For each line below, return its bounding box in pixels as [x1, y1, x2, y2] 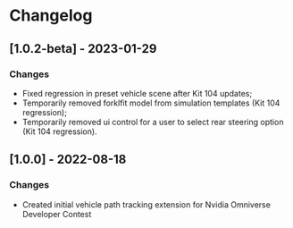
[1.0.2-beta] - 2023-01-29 [9, 41, 157, 56]
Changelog [9, 5, 93, 26]
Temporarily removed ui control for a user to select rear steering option [21, 116, 284, 127]
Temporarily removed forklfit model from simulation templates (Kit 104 [21, 97, 280, 108]
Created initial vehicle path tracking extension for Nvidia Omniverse [21, 198, 271, 210]
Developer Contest [21, 208, 92, 219]
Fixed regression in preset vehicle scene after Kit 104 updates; [21, 88, 253, 98]
